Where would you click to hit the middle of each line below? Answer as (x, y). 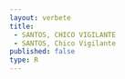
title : (22, 26)
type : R (24, 60)
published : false (42, 52)
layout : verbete (40, 18)
